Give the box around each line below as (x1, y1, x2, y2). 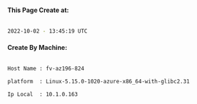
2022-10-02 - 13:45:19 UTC (7, 28, 88, 35)
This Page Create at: (7, 6, 69, 14)
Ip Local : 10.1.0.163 (7, 91, 79, 98)
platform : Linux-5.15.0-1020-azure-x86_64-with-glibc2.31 (7, 78, 191, 85)
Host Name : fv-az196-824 (7, 65, 84, 73)
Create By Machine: (7, 43, 68, 51)
